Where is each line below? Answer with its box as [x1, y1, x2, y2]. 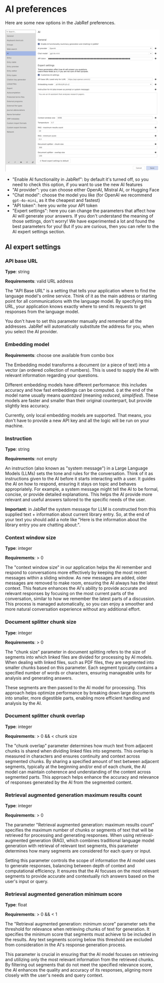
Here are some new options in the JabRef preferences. [5, 20, 116, 26]
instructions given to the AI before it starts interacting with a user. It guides [5, 476, 156, 481]
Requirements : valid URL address [5, 278, 73, 284]
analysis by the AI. [5, 700, 42, 706]
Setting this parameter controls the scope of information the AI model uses [5, 857, 156, 863]
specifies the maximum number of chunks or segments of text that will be [5, 827, 154, 833]
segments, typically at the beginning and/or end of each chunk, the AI [5, 763, 146, 769]
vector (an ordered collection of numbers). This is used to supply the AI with [5, 367, 159, 373]
